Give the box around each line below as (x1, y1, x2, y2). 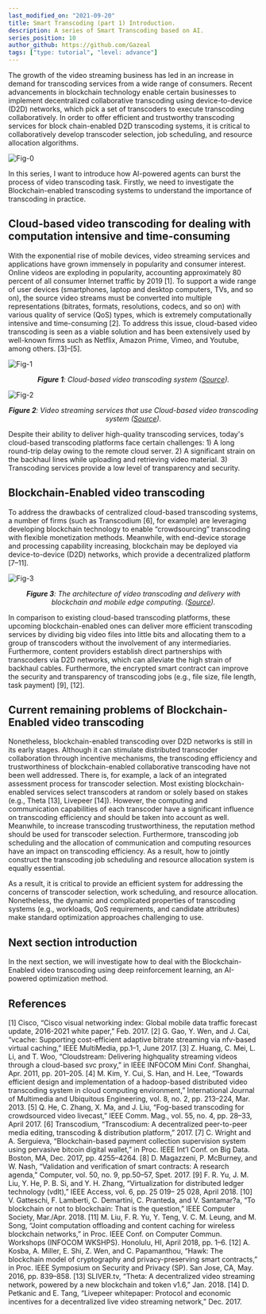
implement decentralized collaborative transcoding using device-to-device (8, 96, 253, 105)
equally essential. (8, 864, 66, 873)
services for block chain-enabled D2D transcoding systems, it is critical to (8, 121, 250, 130)
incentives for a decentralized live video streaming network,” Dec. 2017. (8, 1297, 242, 1307)
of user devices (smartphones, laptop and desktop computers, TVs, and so (8, 284, 254, 294)
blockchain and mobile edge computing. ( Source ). (51, 597, 216, 607)
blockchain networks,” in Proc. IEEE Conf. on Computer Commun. (8, 1230, 222, 1239)
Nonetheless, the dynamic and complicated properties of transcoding (8, 896, 236, 905)
